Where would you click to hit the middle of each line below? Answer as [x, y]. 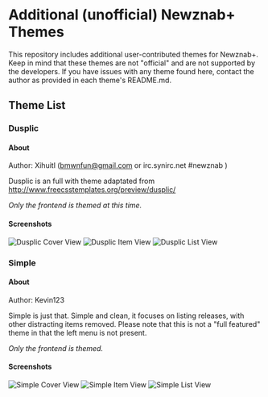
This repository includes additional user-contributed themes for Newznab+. [134, 54]
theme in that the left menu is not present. [78, 332]
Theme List [37, 105]
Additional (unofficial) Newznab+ [122, 15]
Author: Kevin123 [37, 299]
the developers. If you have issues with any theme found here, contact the [132, 71]
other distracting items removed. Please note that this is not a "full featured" [134, 324]
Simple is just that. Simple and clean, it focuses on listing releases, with [126, 316]
